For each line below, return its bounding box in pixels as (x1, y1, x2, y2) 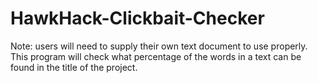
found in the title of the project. (10, 61, 138, 73)
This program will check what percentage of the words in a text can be (10, 50, 302, 62)
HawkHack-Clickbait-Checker (10, 7, 265, 30)
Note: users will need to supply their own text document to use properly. (10, 40, 308, 52)
